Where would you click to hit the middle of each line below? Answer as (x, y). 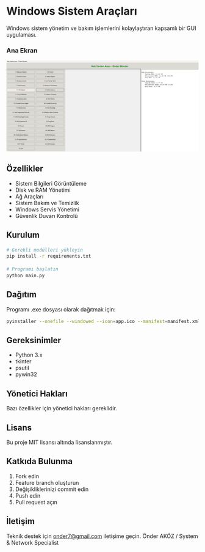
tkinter (23, 361)
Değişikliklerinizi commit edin (52, 489)
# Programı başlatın (33, 269)
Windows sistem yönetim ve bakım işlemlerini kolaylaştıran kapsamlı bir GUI (101, 28)
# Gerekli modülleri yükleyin (45, 250)
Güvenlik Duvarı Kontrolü (46, 216)
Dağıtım (21, 295)
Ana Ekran (22, 50)
